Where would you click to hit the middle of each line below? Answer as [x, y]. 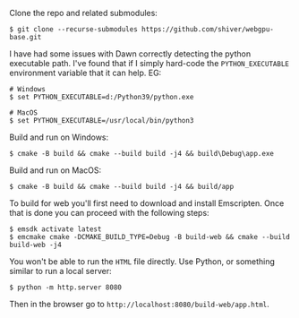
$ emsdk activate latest [56, 229]
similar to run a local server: [60, 271]
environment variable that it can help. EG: [85, 73]
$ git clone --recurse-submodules [74, 30]
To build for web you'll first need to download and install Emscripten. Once [147, 203]
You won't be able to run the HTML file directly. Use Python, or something [142, 262]
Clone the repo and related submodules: [84, 13]
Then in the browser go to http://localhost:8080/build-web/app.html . [140, 304]
